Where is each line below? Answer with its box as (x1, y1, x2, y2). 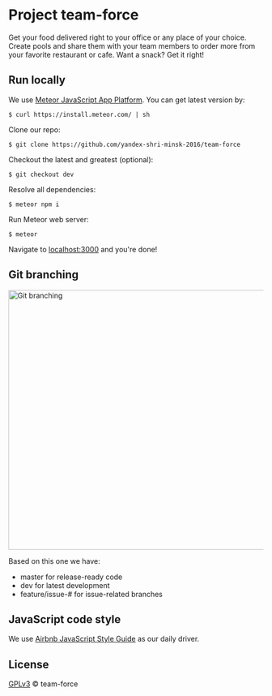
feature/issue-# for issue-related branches (19, 589, 164, 599)
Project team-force (8, 6, 139, 24)
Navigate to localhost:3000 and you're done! (8, 244, 158, 254)
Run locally (8, 73, 66, 87)
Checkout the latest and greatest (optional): (8, 154, 154, 164)
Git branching (8, 268, 79, 281)
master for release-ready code (19, 572, 123, 582)
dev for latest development (19, 580, 111, 590)
